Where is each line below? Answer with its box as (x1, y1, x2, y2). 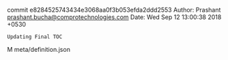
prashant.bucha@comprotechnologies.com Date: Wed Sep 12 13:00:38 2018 (7, 13, 222, 21)
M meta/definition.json (7, 46, 70, 53)
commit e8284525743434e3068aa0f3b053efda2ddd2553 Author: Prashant (7, 6, 221, 14)
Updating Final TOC (7, 33, 63, 40)
